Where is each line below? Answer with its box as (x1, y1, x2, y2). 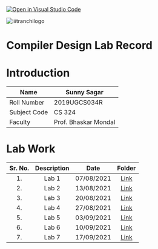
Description (35, 164, 70, 172)
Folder (117, 164, 136, 172)
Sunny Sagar (65, 88, 104, 97)
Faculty (9, 118, 31, 126)
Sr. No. (9, 164, 29, 172)
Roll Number (9, 99, 45, 107)
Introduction (6, 66, 70, 80)
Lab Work (6, 142, 56, 156)
